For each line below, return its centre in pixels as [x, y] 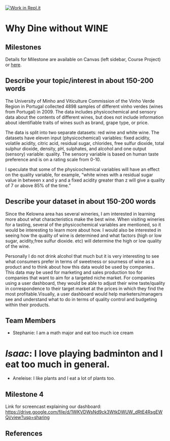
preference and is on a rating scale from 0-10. [53, 159]
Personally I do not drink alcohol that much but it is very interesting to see [82, 256]
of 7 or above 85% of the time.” [38, 185]
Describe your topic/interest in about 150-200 [79, 81]
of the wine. [18, 246]
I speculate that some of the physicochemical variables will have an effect [82, 169]
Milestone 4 [25, 394]
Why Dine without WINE [57, 28]
